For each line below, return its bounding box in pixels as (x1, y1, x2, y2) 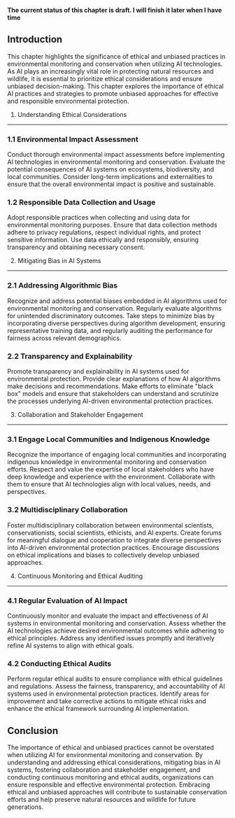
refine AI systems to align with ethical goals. (7, 641, 134, 649)
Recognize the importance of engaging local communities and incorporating (7, 451, 227, 459)
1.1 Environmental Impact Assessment (7, 134, 138, 144)
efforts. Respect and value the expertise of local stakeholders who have (7, 465, 215, 474)
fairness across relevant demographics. (7, 334, 122, 342)
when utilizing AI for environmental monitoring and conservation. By (7, 751, 203, 759)
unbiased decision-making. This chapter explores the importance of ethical (7, 82, 224, 90)
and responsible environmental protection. (7, 97, 129, 105)
